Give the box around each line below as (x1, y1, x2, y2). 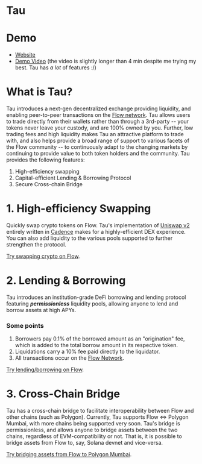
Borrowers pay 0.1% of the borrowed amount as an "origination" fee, (14, 335, 185, 342)
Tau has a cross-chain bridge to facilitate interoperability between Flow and (6, 407, 194, 415)
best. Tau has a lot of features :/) (14, 64, 96, 71)
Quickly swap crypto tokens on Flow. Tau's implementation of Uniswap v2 (6, 222, 190, 229)
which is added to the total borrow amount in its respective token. (14, 342, 178, 349)
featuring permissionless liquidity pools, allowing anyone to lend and (6, 299, 178, 307)
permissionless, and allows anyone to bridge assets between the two (6, 426, 178, 434)
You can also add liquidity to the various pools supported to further (6, 234, 173, 242)
